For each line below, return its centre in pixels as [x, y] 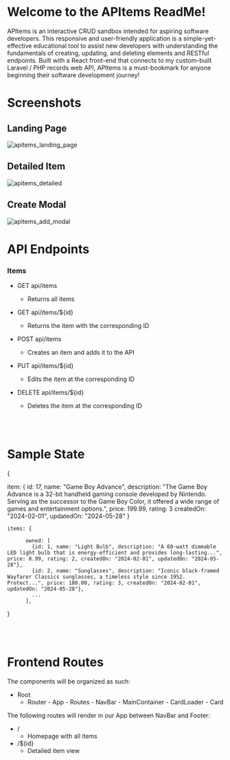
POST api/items [39, 339]
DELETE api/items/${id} [50, 393]
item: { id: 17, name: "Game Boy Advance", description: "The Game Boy [107, 486]
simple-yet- [199, 38]
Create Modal [37, 205]
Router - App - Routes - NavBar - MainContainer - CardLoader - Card [125, 702]
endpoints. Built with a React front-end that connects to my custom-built [110, 60]
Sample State [46, 454]
